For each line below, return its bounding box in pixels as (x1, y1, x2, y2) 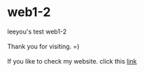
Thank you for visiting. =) (7, 42, 80, 50)
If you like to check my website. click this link (7, 57, 138, 65)
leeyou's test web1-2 (7, 27, 67, 36)
